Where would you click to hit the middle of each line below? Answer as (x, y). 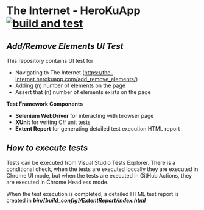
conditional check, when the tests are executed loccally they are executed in (102, 169)
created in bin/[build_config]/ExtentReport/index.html (76, 200)
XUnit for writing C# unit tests (53, 122)
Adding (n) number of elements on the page (70, 85)
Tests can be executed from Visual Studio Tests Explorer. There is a (91, 162)
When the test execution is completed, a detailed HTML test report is (93, 194)
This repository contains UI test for (50, 61)
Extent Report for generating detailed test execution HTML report (97, 129)
